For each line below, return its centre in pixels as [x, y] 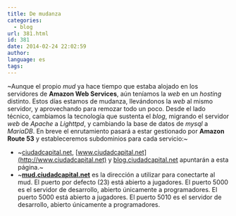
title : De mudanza [34, 14]
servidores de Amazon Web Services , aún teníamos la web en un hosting [114, 94]
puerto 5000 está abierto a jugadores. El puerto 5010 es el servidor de [119, 197]
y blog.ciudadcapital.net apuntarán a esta [168, 160]
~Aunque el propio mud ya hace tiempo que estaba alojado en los [103, 86]
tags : [15, 66]
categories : [25, 20]
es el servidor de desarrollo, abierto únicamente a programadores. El [117, 189]
